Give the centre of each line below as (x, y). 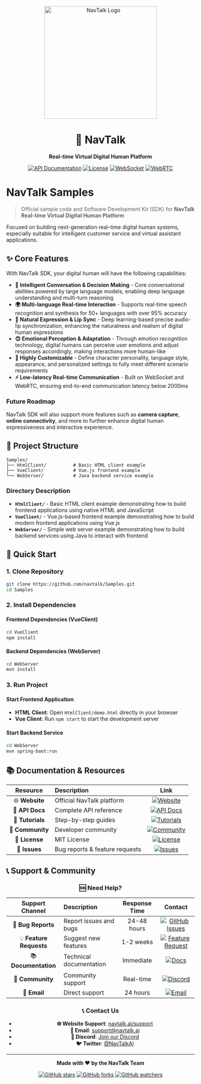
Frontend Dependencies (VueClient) (52, 619)
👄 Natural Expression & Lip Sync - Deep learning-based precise (94, 319)
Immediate (137, 960)
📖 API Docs (29, 810)
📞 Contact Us (100, 1010)
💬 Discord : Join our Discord (105, 1037)
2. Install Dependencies (41, 605)
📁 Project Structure (42, 446)
